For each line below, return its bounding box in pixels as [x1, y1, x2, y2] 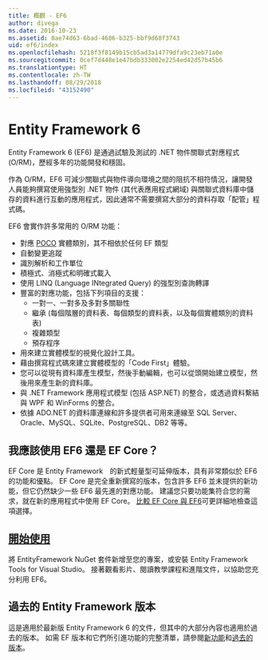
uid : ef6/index [8, 41, 59, 49]
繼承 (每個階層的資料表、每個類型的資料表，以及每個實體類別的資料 [31, 308, 254, 318]
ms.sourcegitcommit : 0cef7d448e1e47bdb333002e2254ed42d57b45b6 [8, 57, 223, 65]
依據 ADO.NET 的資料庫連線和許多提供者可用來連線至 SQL [19, 408, 211, 417]
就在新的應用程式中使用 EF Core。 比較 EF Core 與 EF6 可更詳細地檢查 [22, 496, 251, 506]
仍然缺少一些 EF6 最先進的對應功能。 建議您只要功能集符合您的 [35, 486, 244, 496]
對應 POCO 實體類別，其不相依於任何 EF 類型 [19, 239, 169, 248]
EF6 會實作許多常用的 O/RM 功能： [8, 221, 123, 231]
